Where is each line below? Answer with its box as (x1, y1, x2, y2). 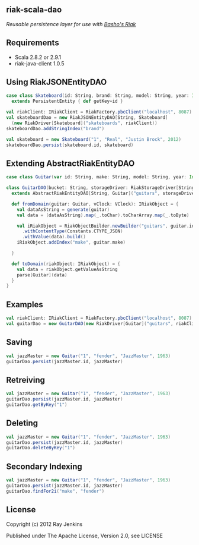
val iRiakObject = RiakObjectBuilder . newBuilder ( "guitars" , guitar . (17, 223, 190, 229)
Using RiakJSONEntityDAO (6, 77, 107, 87)
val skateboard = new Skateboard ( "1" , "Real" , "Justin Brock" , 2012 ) (6, 136, 182, 142)
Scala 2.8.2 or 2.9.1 (14, 53, 61, 61)
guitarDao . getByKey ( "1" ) (6, 401, 68, 408)
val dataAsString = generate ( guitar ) (17, 206, 110, 213)
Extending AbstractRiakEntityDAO (6, 158, 135, 168)
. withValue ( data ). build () (21, 234, 86, 240)
